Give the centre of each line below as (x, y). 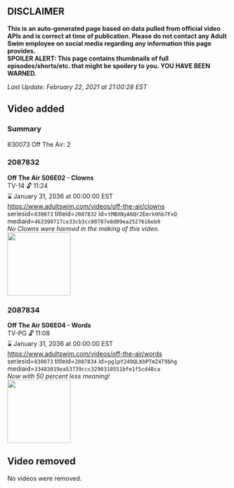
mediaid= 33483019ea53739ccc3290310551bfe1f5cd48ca (84, 369)
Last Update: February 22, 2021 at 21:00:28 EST (77, 86)
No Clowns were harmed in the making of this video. (83, 228)
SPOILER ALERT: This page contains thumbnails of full (88, 58)
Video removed (41, 462)
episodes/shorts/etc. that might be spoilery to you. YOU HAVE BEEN (109, 65)
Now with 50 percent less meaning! (59, 376)
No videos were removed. (45, 478)
